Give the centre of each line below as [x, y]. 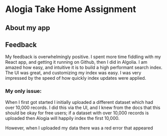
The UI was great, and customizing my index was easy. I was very [73, 73]
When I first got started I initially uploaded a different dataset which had [79, 102]
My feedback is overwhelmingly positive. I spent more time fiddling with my [83, 57]
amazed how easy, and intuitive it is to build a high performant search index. [84, 67]
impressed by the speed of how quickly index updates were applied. [76, 78]
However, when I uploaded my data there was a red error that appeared [79, 128]
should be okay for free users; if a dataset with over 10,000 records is [77, 113]
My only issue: [23, 91]
